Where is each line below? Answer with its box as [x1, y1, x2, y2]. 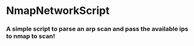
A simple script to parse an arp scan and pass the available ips [6, 25, 189, 33]
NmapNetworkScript [6, 4, 110, 17]
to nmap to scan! [6, 32, 55, 40]
